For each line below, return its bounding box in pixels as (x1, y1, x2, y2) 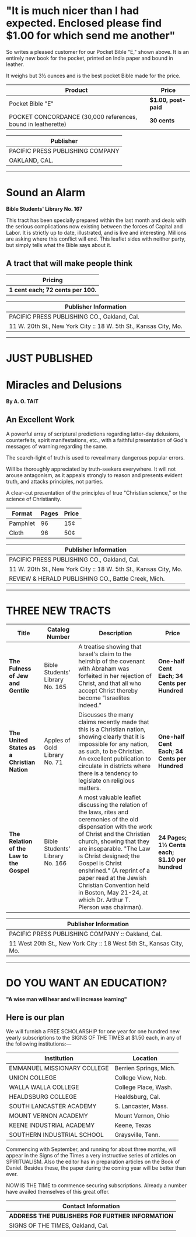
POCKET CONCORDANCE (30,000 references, (9, 112, 138, 121)
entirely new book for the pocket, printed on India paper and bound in (6, 54, 173, 61)
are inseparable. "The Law (78, 844, 150, 852)
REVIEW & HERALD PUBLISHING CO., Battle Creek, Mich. (9, 574, 165, 582)
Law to (9, 852, 28, 860)
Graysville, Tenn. (114, 1131, 160, 1139)
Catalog (47, 625, 70, 633)
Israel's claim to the (78, 650, 132, 658)
